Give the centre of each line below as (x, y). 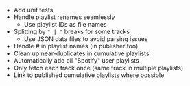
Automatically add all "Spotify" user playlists (76, 60)
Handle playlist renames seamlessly (64, 17)
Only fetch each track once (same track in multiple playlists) (98, 68)
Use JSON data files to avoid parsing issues (86, 39)
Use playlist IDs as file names (66, 24)
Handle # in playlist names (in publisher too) (76, 46)
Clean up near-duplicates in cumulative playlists (81, 53)
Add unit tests (33, 10)
